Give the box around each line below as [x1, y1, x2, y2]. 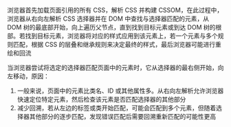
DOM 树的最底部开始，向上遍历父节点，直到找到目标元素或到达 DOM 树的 [7, 23, 216, 31]
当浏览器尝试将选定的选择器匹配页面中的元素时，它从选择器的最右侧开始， [7, 64, 218, 71]
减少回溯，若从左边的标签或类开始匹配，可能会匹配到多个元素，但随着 [16, 104, 217, 112]
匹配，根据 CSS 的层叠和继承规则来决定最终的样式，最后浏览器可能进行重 [12, 41, 222, 48]
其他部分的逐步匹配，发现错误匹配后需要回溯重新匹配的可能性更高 [29, 113, 217, 120]
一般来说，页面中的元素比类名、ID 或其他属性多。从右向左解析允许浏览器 [16, 86, 224, 95]
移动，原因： [12, 72, 49, 80]
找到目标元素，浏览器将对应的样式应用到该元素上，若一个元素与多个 [25, 32, 218, 40]
